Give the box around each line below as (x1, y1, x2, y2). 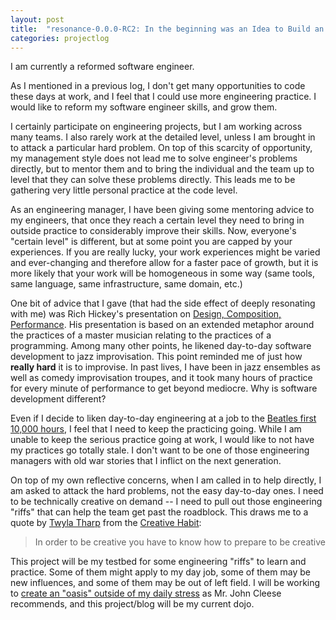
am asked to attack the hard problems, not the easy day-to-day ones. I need (10, 485, 324, 497)
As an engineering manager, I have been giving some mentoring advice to (10, 204, 315, 216)
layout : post (10, 14, 65, 25)
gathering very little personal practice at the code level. (10, 184, 238, 196)
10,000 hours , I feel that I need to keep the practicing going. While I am (10, 423, 302, 435)
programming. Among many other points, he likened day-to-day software (10, 340, 312, 352)
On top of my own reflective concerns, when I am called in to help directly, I (10, 474, 322, 486)
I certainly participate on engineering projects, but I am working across (10, 121, 303, 133)
